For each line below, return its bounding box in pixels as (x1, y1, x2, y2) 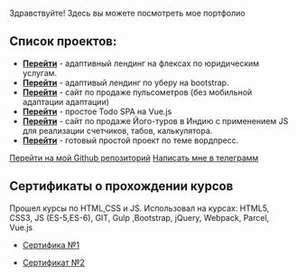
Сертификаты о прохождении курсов (9, 178, 234, 194)
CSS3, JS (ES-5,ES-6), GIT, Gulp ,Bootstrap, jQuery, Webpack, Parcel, (9, 212, 270, 223)
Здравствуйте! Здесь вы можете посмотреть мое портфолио (9, 8, 246, 18)
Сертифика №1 (22, 239, 80, 250)
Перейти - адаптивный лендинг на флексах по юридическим (22, 58, 260, 69)
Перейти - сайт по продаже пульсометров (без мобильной (22, 86, 253, 98)
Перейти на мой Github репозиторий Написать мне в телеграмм (9, 152, 259, 163)
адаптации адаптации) (22, 96, 110, 107)
